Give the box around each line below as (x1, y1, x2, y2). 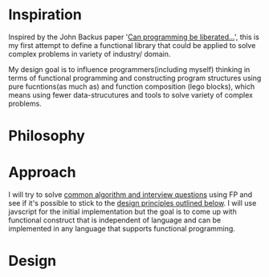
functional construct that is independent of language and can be (8, 215, 222, 225)
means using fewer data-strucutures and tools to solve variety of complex (8, 90, 253, 99)
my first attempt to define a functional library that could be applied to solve (8, 40, 256, 50)
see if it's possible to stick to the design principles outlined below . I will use (8, 199, 257, 208)
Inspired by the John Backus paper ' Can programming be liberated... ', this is (8, 32, 259, 42)
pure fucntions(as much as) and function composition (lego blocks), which (8, 82, 255, 91)
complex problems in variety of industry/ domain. (8, 49, 171, 58)
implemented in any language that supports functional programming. (8, 224, 235, 234)
